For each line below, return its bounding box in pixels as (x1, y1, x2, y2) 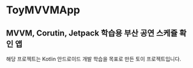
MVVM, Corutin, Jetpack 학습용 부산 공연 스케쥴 (6, 28, 178, 38)
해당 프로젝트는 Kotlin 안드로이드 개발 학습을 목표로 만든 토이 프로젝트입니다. (6, 56, 181, 62)
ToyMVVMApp (6, 3, 81, 17)
